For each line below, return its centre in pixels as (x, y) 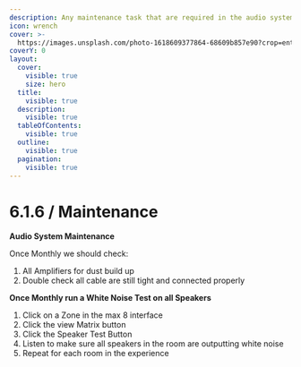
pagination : (40, 159)
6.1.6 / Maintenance (84, 212)
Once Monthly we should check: (69, 254)
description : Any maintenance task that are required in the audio (138, 17)
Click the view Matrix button (74, 325)
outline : (34, 142)
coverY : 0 (28, 51)
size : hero (46, 84)
